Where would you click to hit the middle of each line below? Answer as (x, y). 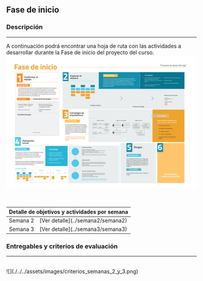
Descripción (25, 27)
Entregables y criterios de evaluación (62, 246)
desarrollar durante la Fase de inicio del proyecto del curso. (80, 52)
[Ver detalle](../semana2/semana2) (83, 221)
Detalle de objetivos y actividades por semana (69, 212)
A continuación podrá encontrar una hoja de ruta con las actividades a (94, 46)
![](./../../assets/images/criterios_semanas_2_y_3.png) (72, 271)
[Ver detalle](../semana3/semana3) (83, 229)
